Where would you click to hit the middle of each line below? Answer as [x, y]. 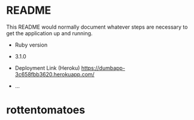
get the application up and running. [49, 33]
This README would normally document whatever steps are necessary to [97, 27]
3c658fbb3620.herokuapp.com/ [54, 74]
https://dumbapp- [103, 68]
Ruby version [31, 45]
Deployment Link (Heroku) [47, 68]
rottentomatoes [46, 110]
